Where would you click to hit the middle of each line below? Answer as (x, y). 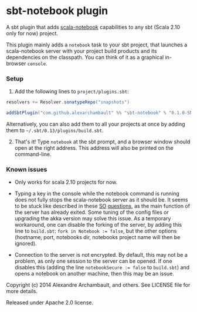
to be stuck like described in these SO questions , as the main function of (102, 206)
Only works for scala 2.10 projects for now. (66, 182)
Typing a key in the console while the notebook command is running (97, 194)
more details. (22, 291)
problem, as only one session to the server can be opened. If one (93, 261)
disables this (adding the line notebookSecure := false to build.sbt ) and (102, 267)
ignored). (26, 244)
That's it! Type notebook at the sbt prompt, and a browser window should (102, 142)
